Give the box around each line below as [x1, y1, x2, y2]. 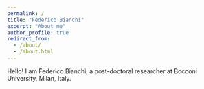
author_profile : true [7, 29, 69, 36]
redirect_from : [7, 36, 51, 42]
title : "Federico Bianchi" [7, 16, 84, 23]
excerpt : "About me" [7, 23, 67, 29]
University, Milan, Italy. [7, 74, 71, 82]
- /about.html [13, 49, 54, 55]
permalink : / [7, 10, 45, 17]
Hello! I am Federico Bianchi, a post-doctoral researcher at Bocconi [7, 66, 198, 75]
